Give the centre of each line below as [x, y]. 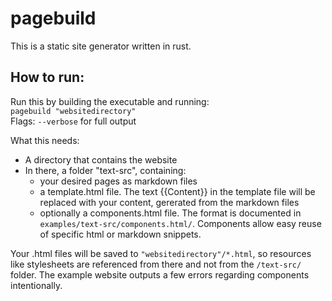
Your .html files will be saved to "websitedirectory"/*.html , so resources [161, 253]
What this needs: [45, 140]
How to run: [47, 77]
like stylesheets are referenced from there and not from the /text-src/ [156, 264]
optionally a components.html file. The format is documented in [170, 213]
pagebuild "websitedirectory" [73, 111]
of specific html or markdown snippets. [120, 234]
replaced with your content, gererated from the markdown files [169, 202]
